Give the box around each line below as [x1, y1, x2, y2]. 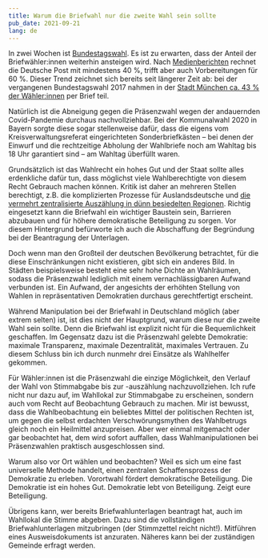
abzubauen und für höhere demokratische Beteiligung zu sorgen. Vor [8, 216, 237, 225]
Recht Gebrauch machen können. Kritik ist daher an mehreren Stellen [8, 182, 237, 192]
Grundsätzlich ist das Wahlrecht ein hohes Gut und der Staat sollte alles [8, 165, 244, 175]
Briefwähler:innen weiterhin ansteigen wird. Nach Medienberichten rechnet [8, 57, 256, 67]
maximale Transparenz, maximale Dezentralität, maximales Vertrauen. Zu [8, 341, 250, 350]
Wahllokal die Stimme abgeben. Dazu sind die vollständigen [8, 515, 206, 525]
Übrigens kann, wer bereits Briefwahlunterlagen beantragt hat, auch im [8, 507, 242, 516]
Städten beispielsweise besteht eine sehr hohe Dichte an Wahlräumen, [8, 265, 242, 275]
